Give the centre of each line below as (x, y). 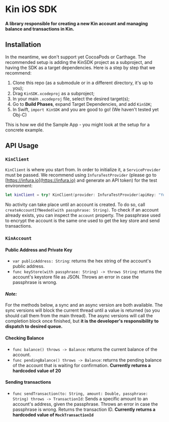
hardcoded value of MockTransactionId (53, 414)
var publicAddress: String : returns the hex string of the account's (82, 261)
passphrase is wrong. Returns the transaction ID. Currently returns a (84, 409)
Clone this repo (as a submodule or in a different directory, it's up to (83, 83)
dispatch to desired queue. (34, 326)
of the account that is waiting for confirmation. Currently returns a (81, 365)
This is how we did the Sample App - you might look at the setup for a (77, 124)
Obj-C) (20, 115)
